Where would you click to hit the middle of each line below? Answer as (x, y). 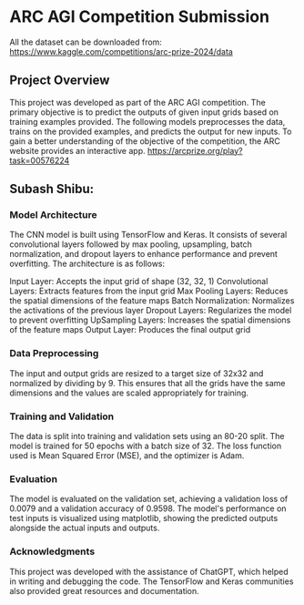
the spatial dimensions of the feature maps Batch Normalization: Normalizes (152, 301)
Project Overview (60, 81)
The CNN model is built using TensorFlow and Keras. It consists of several (148, 235)
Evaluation (33, 478)
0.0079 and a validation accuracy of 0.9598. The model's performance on (148, 508)
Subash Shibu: (52, 189)
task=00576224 (40, 160)
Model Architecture (53, 215)
